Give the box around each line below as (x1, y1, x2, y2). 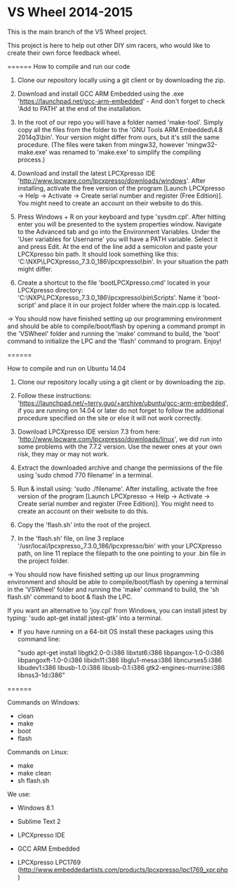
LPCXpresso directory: (17, 285, 83, 294)
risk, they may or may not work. (17, 449, 109, 458)
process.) (17, 155, 46, 164)
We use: (7, 790, 32, 798)
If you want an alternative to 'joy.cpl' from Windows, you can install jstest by (7, 606, 227, 614)
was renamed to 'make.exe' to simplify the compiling (48, 148, 201, 156)
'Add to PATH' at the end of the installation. (17, 104, 142, 112)
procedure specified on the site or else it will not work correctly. (17, 413, 203, 422)
